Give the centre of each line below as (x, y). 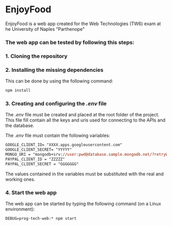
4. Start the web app (31, 192)
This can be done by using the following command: (59, 81)
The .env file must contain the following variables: (58, 136)
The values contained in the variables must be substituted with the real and (84, 174)
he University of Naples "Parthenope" (45, 29)
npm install (18, 91)
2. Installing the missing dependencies (55, 70)
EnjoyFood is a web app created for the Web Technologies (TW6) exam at (83, 24)
